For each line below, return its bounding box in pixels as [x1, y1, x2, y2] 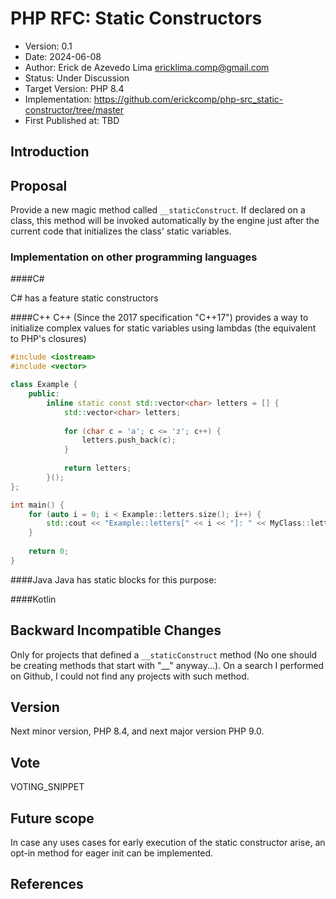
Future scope [10, 810, 95, 827]
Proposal [10, 177, 68, 194]
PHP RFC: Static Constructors [10, 7, 263, 30]
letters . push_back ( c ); [81, 435, 177, 446]
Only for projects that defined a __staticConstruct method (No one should [10, 648, 318, 661]
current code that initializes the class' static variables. [10, 225, 232, 237]
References [10, 876, 84, 893]
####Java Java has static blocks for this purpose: [10, 573, 217, 586]
